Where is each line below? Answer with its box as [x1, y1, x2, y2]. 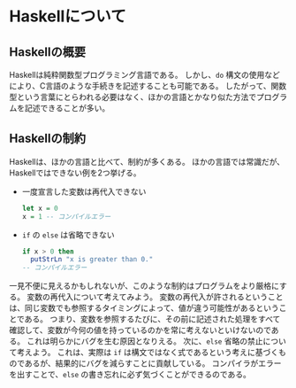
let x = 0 [21, 204, 59, 213]
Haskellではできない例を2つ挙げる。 [9, 167, 141, 178]
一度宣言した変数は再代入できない [21, 186, 147, 197]
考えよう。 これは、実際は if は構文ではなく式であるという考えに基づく [16, 347, 279, 358]
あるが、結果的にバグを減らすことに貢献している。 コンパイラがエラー [24, 358, 282, 369]
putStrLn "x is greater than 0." [30, 255, 154, 264]
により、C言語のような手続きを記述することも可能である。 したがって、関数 [9, 81, 287, 91]
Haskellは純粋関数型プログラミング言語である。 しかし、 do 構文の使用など [9, 70, 281, 80]
